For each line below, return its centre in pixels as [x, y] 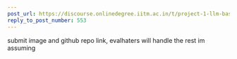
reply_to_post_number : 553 [47, 20]
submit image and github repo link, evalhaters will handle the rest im [106, 40]
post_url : [22, 14]
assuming [22, 48]
